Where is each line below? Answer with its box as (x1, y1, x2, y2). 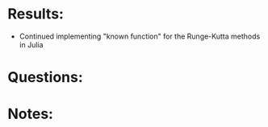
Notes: (7, 105, 54, 123)
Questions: (7, 68, 84, 87)
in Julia (19, 39, 44, 49)
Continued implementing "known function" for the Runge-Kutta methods (19, 31, 261, 41)
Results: (7, 5, 64, 23)
